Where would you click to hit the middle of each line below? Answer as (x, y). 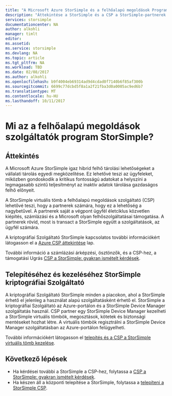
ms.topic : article (25, 58)
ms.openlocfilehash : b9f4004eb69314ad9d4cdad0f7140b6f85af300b (74, 82)
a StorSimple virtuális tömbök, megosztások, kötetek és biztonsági (76, 317)
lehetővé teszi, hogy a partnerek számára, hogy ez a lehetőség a (73, 205)
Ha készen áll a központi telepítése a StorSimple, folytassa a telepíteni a (88, 382)
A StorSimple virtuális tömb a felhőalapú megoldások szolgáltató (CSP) (80, 200)
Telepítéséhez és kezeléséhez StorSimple (73, 275)
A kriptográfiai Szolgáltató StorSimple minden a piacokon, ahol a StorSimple (85, 295)
